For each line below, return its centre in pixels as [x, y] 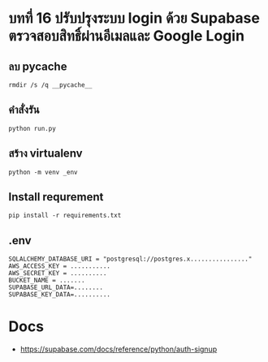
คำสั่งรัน [24, 110]
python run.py [32, 128]
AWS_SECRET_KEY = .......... [58, 274]
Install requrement [56, 197]
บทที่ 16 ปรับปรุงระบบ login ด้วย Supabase [134, 18]
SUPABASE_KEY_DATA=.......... [60, 295]
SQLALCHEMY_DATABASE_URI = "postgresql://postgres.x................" [130, 259]
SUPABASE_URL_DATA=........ [56, 288]
